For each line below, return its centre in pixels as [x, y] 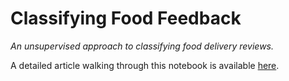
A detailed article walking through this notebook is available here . [145, 65]
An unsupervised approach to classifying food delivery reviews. [142, 46]
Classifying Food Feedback [126, 18]
